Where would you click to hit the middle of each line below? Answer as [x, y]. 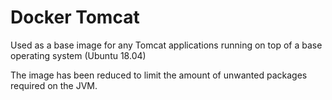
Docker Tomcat [75, 17]
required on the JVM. [54, 85]
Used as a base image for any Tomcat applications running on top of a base [166, 45]
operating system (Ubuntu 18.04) [78, 55]
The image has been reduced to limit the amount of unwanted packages [159, 75]
